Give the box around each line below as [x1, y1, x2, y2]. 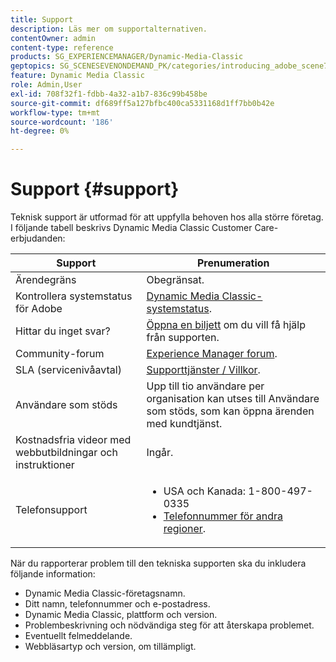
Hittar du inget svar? [15, 324, 111, 338]
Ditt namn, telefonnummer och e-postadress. [24, 598, 211, 610]
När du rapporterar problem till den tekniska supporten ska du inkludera [10, 557, 307, 570]
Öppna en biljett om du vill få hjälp [146, 318, 306, 332]
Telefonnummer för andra [163, 509, 283, 523]
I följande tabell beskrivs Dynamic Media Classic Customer [10, 222, 253, 234]
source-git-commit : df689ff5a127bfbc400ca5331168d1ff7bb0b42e [10, 98, 275, 108]
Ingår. [146, 446, 174, 460]
